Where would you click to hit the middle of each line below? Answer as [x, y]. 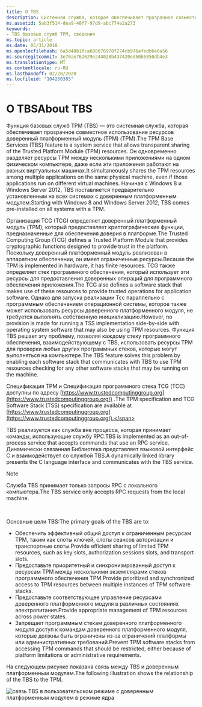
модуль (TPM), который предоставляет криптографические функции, [95, 227]
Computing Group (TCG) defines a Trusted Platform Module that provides [97, 240]
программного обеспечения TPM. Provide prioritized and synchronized [104, 578]
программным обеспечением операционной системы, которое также [96, 304]
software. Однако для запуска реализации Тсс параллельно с [85, 298]
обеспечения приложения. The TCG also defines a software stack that [94, 285]
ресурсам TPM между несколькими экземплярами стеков [90, 572]
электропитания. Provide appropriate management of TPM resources [101, 610]
